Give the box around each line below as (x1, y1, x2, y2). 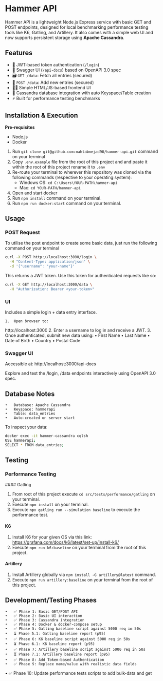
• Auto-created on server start (5, 415, 75, 420)
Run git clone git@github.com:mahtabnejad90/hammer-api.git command (12, 148, 158, 154)
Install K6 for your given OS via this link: (12, 534, 92, 540)
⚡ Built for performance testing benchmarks (12, 95, 101, 101)
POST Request (5, 229, 40, 236)
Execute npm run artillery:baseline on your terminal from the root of (12, 577, 153, 582)
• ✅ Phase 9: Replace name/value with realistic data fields (5, 661, 137, 666)
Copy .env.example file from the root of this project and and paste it (12, 159, 147, 165)
